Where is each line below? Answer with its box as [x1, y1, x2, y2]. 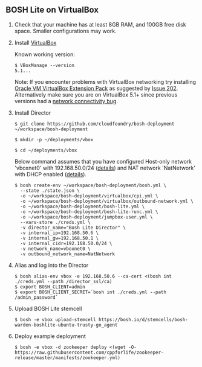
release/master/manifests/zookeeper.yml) [14, 354, 120, 361]
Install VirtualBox [14, 39, 57, 46]
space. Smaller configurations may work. [14, 27, 117, 34]
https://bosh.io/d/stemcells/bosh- [98, 316, 188, 322]
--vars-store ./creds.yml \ [20, 219, 91, 225]
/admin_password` [14, 294, 59, 301]
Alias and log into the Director [14, 261, 89, 269]
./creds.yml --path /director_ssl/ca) [14, 278, 112, 284]
